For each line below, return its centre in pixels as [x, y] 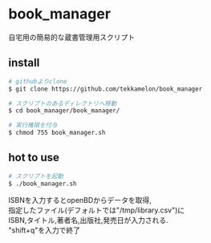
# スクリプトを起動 [36, 176]
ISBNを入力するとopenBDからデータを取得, [80, 200]
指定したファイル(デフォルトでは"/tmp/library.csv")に [97, 210]
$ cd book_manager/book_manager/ [64, 111]
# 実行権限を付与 [33, 125]
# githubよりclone [38, 81]
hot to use [34, 158]
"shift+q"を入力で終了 [44, 230]
